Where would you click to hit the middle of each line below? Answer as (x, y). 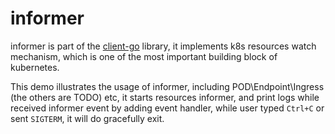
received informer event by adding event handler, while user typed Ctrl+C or (167, 108)
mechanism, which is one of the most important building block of (144, 56)
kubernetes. (35, 67)
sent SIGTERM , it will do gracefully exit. (87, 118)
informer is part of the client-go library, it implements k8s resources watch (163, 46)
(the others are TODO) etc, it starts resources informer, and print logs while (165, 97)
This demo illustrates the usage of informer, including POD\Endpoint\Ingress (167, 86)
